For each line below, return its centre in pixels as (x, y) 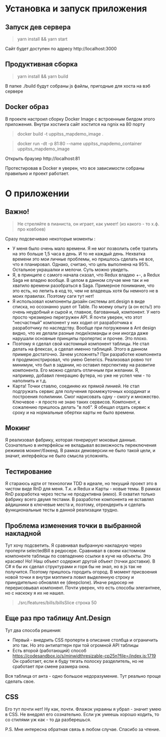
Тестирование (28, 471)
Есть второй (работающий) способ (49, 650)
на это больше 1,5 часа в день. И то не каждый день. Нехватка (79, 253)
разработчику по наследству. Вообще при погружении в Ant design (84, 328)
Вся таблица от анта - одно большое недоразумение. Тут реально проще (83, 676)
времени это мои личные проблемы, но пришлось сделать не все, (83, 259)
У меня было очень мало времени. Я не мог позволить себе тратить (85, 248)
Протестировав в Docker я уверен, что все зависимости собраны (75, 168)
